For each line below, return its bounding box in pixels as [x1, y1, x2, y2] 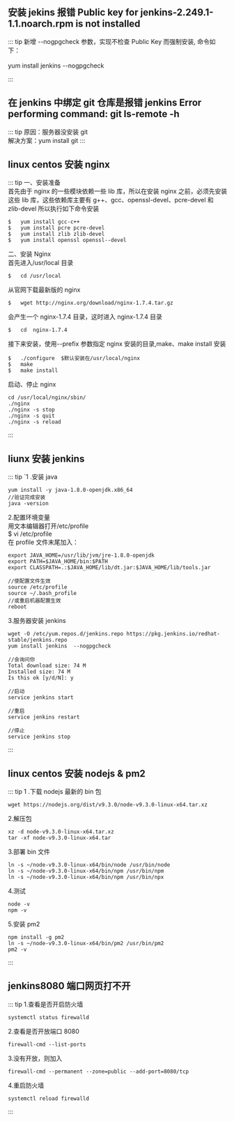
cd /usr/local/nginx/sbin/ [8, 394, 86, 401]
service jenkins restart [8, 714, 80, 721]
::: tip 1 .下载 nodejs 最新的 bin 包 [8, 788, 102, 796]
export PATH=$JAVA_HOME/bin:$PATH [8, 558, 109, 565]
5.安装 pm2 [8, 920, 40, 928]
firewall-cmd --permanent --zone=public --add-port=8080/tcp [8, 1068, 189, 1075]
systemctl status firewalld [8, 1014, 90, 1021]
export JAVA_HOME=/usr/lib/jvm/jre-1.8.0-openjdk [8, 552, 155, 559]
